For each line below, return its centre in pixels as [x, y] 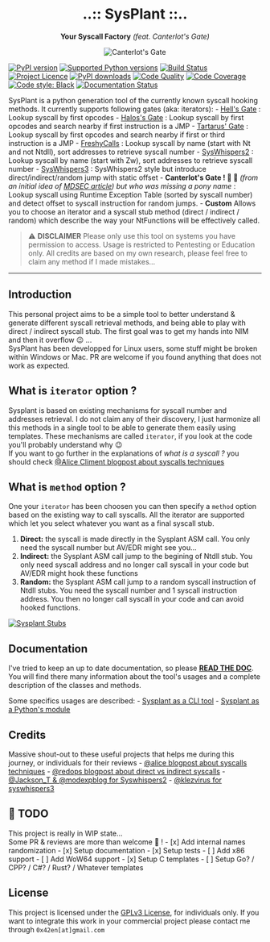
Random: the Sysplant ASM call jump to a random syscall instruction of [138, 582]
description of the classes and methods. [75, 686]
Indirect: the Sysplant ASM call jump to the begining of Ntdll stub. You [136, 556]
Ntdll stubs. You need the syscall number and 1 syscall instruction [129, 590]
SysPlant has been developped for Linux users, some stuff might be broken [133, 348]
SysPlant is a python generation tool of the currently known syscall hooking [133, 100]
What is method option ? [67, 487]
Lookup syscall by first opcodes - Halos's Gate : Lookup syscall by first [126, 117]
